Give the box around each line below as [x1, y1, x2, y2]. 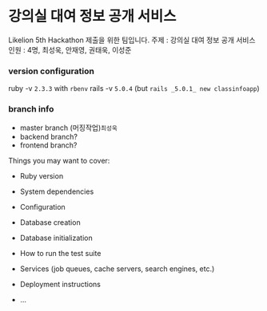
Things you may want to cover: [8, 155, 110, 165]
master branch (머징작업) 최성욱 [19, 123, 118, 132]
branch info [8, 104, 54, 115]
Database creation [19, 217, 82, 227]
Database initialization [19, 233, 94, 242]
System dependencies [19, 187, 94, 196]
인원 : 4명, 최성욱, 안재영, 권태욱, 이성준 [8, 45, 132, 54]
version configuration [8, 65, 94, 77]
